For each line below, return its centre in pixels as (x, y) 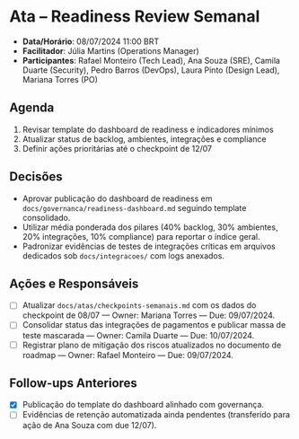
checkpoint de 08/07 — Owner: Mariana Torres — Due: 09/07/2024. (149, 315)
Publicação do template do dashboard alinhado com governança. (143, 405)
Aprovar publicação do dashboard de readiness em (117, 198)
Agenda (32, 108)
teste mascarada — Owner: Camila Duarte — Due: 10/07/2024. (138, 335)
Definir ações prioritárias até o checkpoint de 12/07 (117, 148)
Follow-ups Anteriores (73, 383)
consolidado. (46, 217)
